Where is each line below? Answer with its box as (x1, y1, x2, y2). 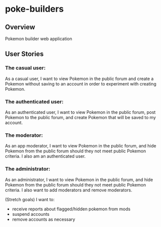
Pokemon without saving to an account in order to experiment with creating (5, 81, 157, 86)
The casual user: (5, 64, 46, 71)
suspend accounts (12, 211, 50, 217)
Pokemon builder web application (5, 36, 72, 41)
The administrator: (5, 165, 50, 172)
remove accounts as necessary (12, 216, 76, 222)
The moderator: (5, 132, 43, 139)
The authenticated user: (5, 98, 64, 105)
